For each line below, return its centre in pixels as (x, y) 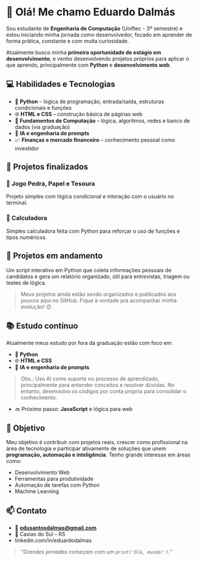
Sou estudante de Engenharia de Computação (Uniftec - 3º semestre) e (95, 28)
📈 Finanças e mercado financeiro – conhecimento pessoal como (95, 140)
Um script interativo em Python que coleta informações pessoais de (89, 270)
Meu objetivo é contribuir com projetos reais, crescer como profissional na (97, 442)
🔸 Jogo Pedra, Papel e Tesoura (51, 184)
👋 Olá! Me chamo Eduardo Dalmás (91, 12)
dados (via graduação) (42, 127)
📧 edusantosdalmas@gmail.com (56, 527)
